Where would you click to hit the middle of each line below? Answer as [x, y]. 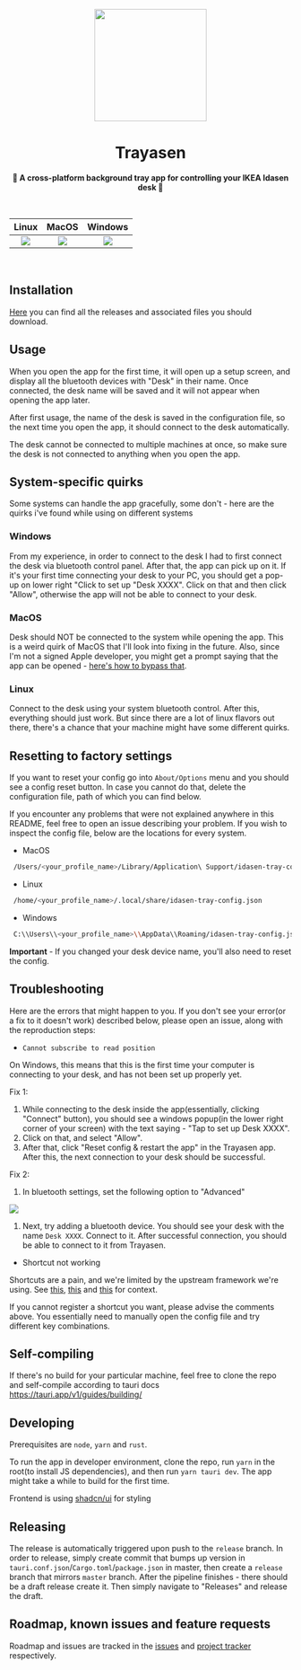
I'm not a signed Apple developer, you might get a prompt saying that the [144, 656]
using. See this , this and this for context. [84, 1289]
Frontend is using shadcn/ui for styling [80, 1498]
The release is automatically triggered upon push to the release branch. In [146, 1548]
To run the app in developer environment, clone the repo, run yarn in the [142, 1462]
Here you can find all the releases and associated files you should [131, 312]
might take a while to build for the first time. [90, 1481]
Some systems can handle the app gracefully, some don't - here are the [142, 504]
